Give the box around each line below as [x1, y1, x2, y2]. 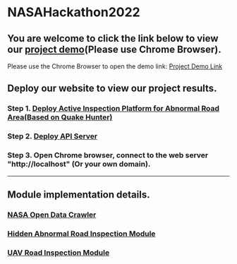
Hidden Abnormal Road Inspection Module [7, 229, 156, 239]
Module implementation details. [7, 188, 150, 200]
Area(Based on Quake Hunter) [7, 112, 113, 122]
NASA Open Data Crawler [7, 210, 97, 220]
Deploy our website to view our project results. [7, 83, 217, 95]
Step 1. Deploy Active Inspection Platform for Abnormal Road [7, 104, 220, 114]
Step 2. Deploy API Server [7, 131, 97, 141]
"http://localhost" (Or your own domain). [7, 160, 151, 169]
